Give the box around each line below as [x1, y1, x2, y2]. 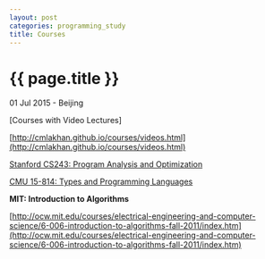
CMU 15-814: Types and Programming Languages [9, 176, 193, 188]
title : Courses [9, 29, 66, 38]
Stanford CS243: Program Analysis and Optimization [9, 159, 203, 170]
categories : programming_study [9, 21, 126, 30]
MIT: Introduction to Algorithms [9, 194, 130, 205]
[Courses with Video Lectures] [9, 115, 123, 126]
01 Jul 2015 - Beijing [9, 97, 84, 108]
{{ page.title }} [9, 68, 120, 88]
